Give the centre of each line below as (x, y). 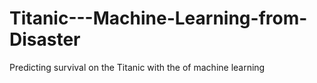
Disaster (45, 39)
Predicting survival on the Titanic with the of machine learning (137, 67)
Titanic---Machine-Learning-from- (158, 18)
